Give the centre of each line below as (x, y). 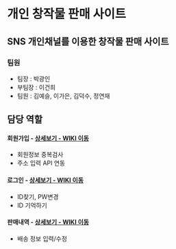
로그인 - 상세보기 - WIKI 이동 (46, 180)
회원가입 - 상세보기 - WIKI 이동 (48, 138)
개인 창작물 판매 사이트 (67, 14)
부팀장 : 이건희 (36, 87)
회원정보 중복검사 (40, 155)
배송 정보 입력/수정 (42, 238)
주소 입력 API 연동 (41, 163)
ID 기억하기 (32, 205)
